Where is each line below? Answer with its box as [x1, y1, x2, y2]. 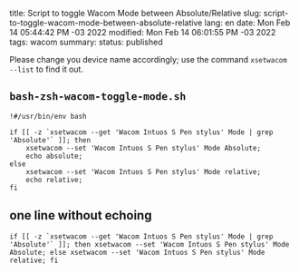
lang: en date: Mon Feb [204, 17, 291, 28]
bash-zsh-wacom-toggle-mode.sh [9, 90, 187, 103]
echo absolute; [25, 151, 83, 161]
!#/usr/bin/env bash [9, 112, 88, 121]
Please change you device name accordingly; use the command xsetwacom [9, 54, 287, 64]
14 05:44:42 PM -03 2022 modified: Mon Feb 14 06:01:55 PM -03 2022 [9, 27, 276, 37]
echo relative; [25, 175, 83, 184]
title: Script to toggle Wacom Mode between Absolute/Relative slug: [9, 8, 262, 18]
